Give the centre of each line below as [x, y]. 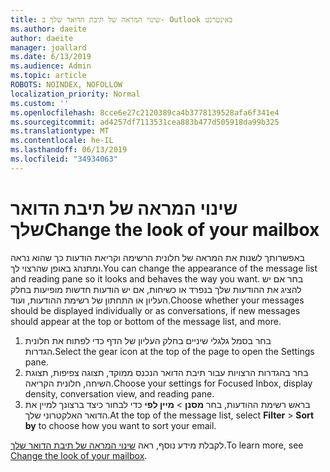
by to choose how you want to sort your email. [120, 425]
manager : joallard [48, 47]
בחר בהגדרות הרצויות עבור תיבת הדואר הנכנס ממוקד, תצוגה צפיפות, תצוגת [166, 372]
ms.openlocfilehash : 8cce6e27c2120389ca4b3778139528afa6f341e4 [145, 112]
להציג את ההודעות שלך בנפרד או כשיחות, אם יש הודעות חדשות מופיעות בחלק [156, 289]
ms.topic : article [48, 76]
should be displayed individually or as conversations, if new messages [155, 310]
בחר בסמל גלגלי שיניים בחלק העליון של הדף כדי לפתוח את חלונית [148, 340]
